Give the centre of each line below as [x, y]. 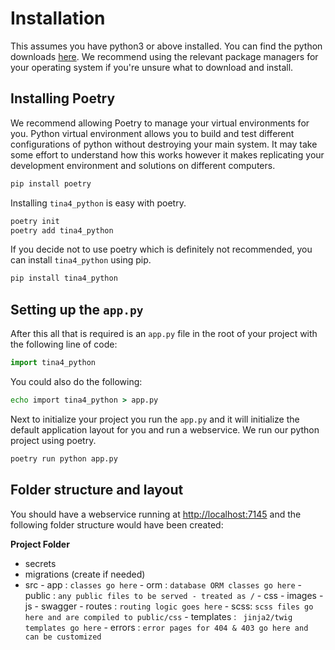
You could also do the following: [76, 381]
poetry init [35, 221]
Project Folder [40, 544]
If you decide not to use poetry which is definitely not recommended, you [161, 249]
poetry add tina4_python [62, 230]
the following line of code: [64, 344]
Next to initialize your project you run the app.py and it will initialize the [155, 419]
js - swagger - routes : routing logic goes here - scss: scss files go [169, 606]
